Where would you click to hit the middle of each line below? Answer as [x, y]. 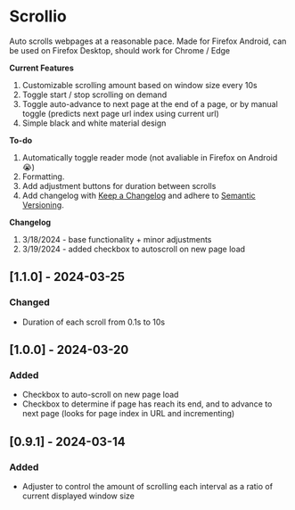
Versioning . [43, 205]
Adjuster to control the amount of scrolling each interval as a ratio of [147, 486]
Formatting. [43, 177]
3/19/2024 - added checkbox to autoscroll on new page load [134, 249]
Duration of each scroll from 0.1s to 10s [94, 322]
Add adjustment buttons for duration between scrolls [119, 185]
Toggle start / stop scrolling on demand [94, 95]
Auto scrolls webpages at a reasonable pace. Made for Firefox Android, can [148, 41]
